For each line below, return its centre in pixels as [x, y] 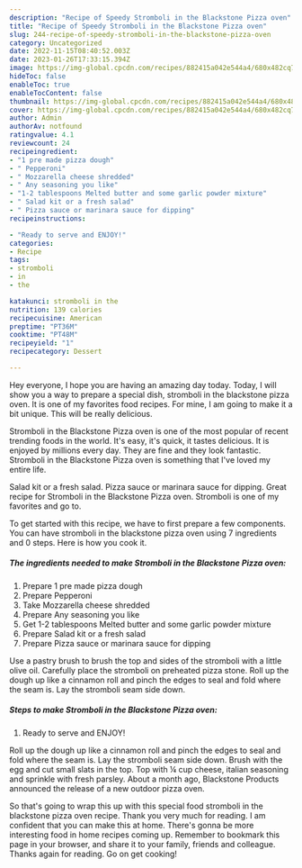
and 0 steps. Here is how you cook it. [78, 542]
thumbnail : [30, 101]
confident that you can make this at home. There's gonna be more [132, 825]
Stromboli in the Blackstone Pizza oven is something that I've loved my [140, 459]
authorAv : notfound [46, 127]
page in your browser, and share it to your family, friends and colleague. [142, 844]
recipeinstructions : [48, 218]
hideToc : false [38, 77]
